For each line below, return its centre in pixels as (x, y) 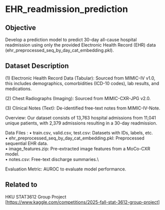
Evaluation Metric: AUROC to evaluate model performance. (66, 169)
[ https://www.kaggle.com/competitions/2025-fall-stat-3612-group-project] (82, 202)
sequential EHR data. (27, 143)
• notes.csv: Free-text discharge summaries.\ (52, 159)
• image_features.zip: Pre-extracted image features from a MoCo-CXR (78, 148)
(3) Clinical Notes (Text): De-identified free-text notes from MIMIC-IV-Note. (83, 108)
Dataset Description (37, 66)
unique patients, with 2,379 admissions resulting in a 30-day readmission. (81, 123)
